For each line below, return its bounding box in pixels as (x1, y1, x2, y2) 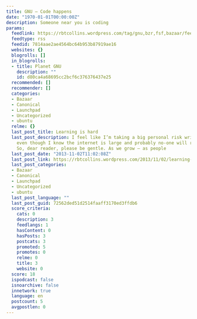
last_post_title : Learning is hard (11, 129, 98, 135)
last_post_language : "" (11, 195, 69, 201)
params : (6, 25, 25, 31)
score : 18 (11, 271, 35, 277)
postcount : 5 (11, 298, 43, 305)
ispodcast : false (11, 277, 54, 283)
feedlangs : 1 (16, 222, 49, 228)
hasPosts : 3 (16, 233, 46, 239)
